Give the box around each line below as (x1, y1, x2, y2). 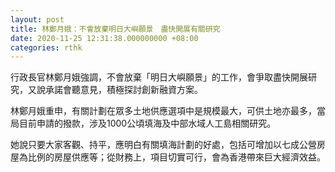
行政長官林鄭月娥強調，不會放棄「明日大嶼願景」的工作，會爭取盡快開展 (10, 71, 308, 83)
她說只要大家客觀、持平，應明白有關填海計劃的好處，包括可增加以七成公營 (10, 139, 317, 151)
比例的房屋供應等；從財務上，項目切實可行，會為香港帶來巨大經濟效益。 (27, 151, 326, 163)
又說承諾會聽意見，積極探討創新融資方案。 (27, 84, 203, 96)
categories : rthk (10, 42, 83, 53)
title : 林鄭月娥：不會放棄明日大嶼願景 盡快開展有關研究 (10, 24, 221, 34)
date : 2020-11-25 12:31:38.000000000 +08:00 (10, 33, 199, 43)
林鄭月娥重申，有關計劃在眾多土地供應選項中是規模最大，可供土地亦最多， (10, 105, 317, 117)
